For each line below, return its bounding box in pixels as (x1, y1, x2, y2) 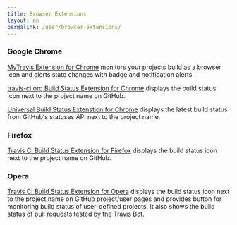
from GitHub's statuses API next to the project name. (7, 112, 161, 121)
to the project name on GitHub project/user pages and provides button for (7, 195, 222, 203)
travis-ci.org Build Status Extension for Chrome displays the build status (7, 84, 217, 92)
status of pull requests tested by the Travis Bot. (7, 209, 145, 219)
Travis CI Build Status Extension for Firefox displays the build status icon (7, 146, 217, 154)
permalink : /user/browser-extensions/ (7, 23, 121, 30)
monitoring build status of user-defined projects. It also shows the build (7, 202, 215, 211)
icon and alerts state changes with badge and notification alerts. (7, 70, 194, 78)
